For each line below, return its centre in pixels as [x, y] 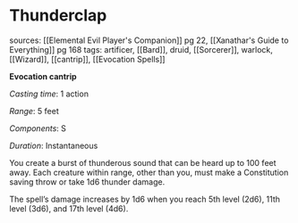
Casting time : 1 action [49, 94]
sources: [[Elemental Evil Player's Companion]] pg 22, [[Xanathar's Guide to [149, 40]
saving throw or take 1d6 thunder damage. [87, 182]
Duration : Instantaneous [54, 145]
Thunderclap [58, 16]
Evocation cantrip [43, 76]
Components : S [38, 128]
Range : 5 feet [34, 111]
